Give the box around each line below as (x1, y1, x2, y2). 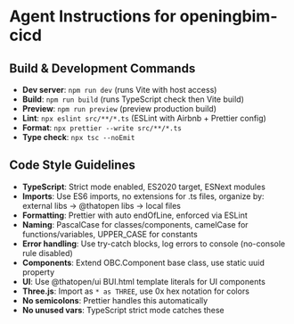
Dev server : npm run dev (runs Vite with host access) (21, 85, 217, 95)
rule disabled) (21, 247, 73, 258)
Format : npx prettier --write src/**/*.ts (21, 122, 183, 133)
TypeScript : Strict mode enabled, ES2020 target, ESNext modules (21, 181, 265, 192)
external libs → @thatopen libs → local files (21, 200, 181, 211)
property (21, 266, 55, 278)
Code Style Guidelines (9, 158, 135, 173)
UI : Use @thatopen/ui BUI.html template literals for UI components (21, 276, 265, 287)
